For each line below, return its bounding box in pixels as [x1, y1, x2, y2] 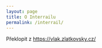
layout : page [6, 8, 38, 15]
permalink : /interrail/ [6, 19, 64, 25]
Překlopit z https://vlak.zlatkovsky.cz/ [6, 36, 96, 43]
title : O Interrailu [6, 14, 57, 20]
